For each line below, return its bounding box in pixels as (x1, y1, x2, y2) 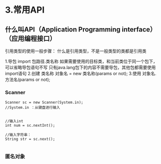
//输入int (5, 119, 23, 124)
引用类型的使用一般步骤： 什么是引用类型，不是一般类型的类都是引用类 (5, 48, 146, 54)
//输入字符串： (5, 132, 32, 137)
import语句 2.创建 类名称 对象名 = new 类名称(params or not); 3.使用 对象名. (5, 71, 157, 76)
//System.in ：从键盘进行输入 (5, 105, 61, 110)
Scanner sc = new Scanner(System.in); (5, 100, 83, 105)
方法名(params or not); (5, 77, 50, 82)
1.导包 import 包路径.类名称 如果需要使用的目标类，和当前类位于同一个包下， (5, 59, 158, 64)
